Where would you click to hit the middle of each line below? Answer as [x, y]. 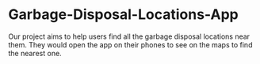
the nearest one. [35, 53]
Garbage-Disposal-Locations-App [124, 15]
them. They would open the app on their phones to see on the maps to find [130, 44]
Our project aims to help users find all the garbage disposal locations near [129, 36]
